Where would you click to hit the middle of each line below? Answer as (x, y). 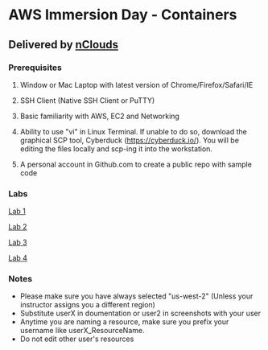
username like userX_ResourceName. (82, 331)
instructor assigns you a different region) (87, 305)
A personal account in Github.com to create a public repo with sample (136, 164)
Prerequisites (35, 68)
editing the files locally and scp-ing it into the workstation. (116, 148)
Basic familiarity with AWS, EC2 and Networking (99, 116)
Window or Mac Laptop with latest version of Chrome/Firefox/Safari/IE (136, 84)
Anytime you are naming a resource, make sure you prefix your (124, 322)
